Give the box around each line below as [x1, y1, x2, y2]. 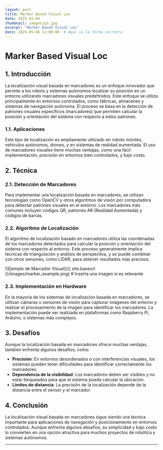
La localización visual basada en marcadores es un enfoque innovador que [5, 83, 155, 88]
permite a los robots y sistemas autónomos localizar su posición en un [5, 88, 146, 94]
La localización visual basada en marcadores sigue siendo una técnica [5, 414, 146, 420]
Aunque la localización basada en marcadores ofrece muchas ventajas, [5, 342, 148, 348]
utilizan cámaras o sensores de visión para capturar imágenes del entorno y [5, 299, 157, 305]
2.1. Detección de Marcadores [5, 181, 77, 187]
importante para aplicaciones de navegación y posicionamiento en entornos [5, 419, 157, 425]
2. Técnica [5, 166, 37, 175]
